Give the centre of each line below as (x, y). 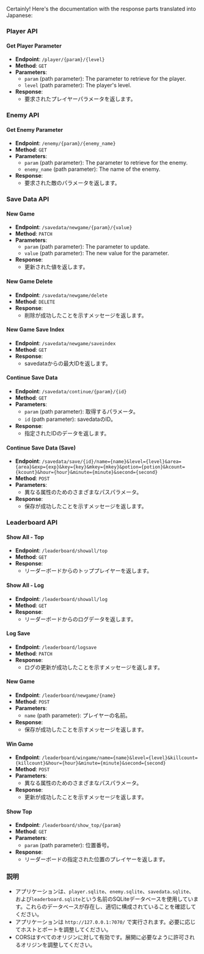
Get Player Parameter (34, 46)
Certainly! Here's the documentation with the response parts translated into (101, 9)
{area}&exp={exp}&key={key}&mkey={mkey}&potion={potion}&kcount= (100, 467)
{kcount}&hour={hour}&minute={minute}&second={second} (86, 473)
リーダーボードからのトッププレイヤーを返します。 (88, 571)
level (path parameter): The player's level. (78, 86)
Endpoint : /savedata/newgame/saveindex (65, 343)
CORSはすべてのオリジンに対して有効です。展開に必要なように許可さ (102, 937)
